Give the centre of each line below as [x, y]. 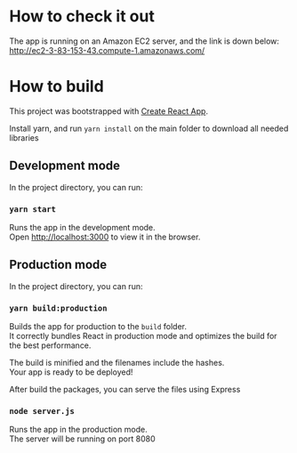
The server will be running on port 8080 [82, 439]
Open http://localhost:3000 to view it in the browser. [105, 237]
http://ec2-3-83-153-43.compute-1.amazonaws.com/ [107, 50]
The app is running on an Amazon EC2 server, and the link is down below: [144, 41]
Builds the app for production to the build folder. [98, 327]
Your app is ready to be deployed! [71, 372]
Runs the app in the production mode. [79, 430]
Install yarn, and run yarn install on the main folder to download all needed [149, 128]
